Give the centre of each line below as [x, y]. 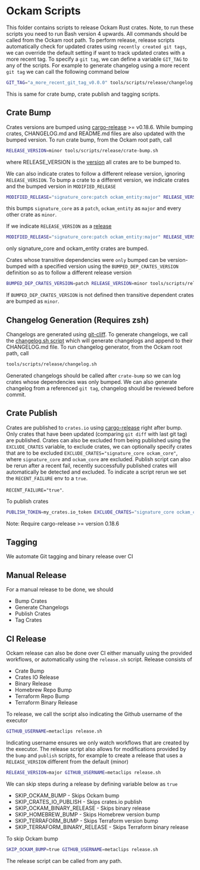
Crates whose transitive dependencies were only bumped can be [86, 260]
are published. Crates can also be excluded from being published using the [98, 440]
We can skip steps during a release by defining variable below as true [92, 784]
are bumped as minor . [33, 301]
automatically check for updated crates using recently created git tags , [96, 46]
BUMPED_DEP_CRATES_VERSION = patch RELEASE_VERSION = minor [77, 284]
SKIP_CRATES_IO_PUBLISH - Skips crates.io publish [79, 802]
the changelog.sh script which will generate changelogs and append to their [100, 340]
